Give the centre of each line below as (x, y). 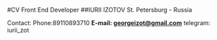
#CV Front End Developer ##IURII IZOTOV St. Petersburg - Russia (100, 10)
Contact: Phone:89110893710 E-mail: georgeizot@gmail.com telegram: (109, 23)
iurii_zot (18, 30)
